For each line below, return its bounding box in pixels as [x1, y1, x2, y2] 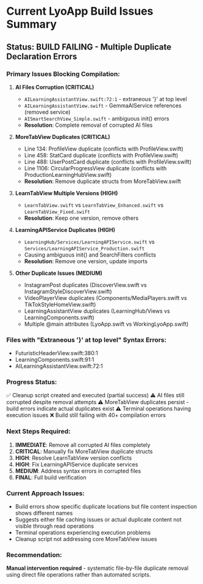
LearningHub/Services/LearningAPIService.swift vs [24, 238, 155, 245]
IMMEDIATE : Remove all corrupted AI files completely [15, 441, 151, 448]
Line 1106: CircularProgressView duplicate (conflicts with [24, 164, 167, 172]
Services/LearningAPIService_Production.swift [24, 245, 145, 252]
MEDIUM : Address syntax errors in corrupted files [15, 467, 141, 474]
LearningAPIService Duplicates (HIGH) [15, 226, 116, 233]
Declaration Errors [6, 51, 77, 62]
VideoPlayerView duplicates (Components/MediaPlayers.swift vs [24, 294, 187, 301]
